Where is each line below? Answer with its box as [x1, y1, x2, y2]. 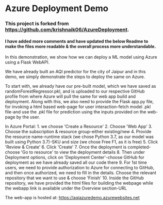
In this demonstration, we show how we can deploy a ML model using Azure [5, 54, 158, 60]
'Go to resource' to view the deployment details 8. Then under [21, 149, 145, 155]
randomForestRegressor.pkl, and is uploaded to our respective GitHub [5, 88, 145, 95]
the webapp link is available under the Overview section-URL [5, 185, 127, 191]
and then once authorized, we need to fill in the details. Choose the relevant [5, 170, 157, 176]
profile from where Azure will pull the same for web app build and [5, 94, 136, 99]
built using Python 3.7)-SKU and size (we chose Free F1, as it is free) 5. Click [5, 139, 158, 145]
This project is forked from [5, 20, 69, 27]
